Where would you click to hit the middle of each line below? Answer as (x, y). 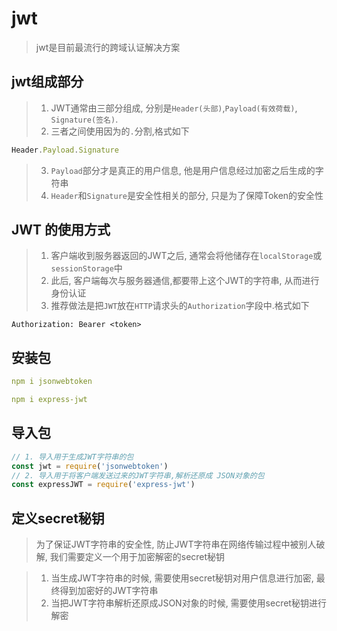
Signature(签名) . (84, 119)
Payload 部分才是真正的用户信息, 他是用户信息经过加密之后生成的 (183, 170)
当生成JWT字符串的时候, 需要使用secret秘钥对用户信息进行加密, (182, 578)
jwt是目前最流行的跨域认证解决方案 (108, 47)
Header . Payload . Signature (65, 150)
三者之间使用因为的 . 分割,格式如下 (120, 131)
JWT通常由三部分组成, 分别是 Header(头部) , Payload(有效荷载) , (174, 108)
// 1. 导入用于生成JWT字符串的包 (72, 457)
